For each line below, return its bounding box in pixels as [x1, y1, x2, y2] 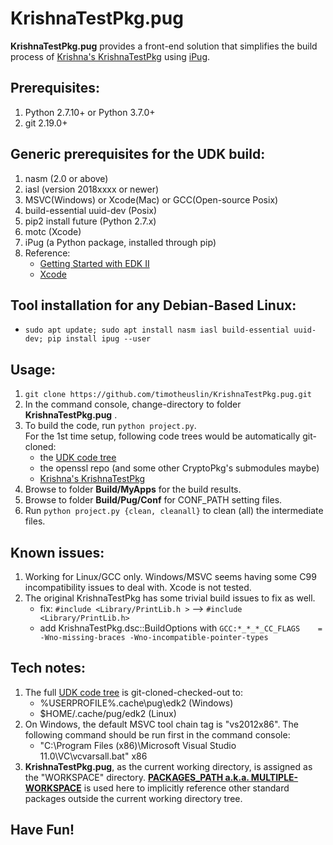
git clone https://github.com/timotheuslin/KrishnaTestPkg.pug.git [24, 390, 312, 400]
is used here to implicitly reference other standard [83, 782, 290, 794]
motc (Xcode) [24, 225, 82, 237]
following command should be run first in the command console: [24, 728, 291, 741]
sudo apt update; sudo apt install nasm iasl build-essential [24, 325, 290, 336]
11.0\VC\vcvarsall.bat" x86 [39, 750, 148, 762]
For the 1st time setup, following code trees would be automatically [24, 430, 301, 442]
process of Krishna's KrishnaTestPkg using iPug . [10, 50, 211, 62]
